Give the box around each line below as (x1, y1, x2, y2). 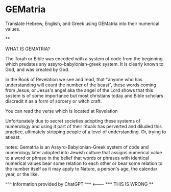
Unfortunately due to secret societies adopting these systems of (5, 117, 141, 124)
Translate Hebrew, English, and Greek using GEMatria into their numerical (5, 20, 160, 27)
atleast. (5, 134, 21, 140)
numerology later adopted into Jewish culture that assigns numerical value (5, 149, 162, 155)
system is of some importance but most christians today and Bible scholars (5, 92, 163, 99)
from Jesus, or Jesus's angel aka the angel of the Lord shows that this (5, 87, 153, 93)
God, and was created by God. (5, 66, 70, 73)
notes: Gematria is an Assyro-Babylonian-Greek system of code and (5, 144, 149, 150)
